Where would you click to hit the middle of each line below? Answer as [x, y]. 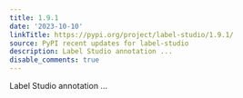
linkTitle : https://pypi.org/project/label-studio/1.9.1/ [121, 34]
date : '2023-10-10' [46, 26]
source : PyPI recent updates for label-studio [99, 43]
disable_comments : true [55, 60]
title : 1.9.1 [34, 18]
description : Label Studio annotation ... [91, 52]
